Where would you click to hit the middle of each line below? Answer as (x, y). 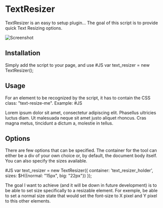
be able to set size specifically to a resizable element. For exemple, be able (81, 191)
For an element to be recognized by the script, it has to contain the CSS (78, 98)
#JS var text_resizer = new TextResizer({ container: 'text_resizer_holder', (79, 170)
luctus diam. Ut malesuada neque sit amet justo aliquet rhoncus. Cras (76, 118)
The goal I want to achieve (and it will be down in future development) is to (81, 185)
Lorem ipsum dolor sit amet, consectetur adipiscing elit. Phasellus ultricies (81, 113)
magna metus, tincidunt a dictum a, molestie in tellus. (59, 123)
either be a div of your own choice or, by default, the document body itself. (81, 156)
